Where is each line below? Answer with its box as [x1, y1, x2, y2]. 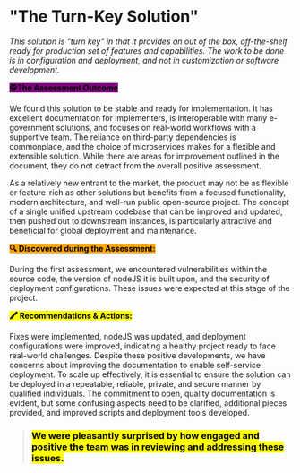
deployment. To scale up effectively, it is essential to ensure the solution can [9, 369, 291, 380]
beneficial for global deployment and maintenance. [9, 225, 197, 236]
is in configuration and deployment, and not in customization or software [9, 55, 279, 65]
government [9, 122, 55, 133]
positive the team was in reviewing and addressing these [30, 441, 285, 453]
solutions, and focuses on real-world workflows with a [56, 122, 257, 133]
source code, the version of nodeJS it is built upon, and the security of [9, 273, 270, 284]
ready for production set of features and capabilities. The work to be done [9, 45, 285, 56]
